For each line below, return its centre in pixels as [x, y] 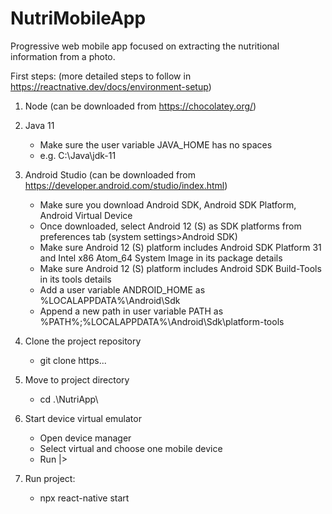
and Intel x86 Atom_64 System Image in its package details [161, 258]
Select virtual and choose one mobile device [131, 448]
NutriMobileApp [78, 18]
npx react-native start [84, 498]
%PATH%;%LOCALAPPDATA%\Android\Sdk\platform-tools [162, 321]
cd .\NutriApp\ [69, 399]
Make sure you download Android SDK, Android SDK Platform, [168, 204]
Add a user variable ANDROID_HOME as [122, 289]
